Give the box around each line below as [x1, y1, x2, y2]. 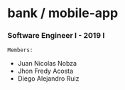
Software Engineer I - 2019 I [7, 31, 105, 41]
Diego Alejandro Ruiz [17, 74, 80, 83]
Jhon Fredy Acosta [17, 66, 74, 76]
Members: [7, 46, 33, 54]
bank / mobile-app [7, 5, 119, 21]
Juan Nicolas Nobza [17, 59, 77, 68]
